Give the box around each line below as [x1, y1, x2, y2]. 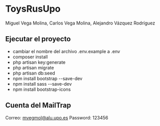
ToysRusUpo [5, 3, 61, 15]
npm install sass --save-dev [12, 81, 72, 87]
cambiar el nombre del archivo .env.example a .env [12, 48, 120, 54]
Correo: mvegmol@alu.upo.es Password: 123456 [5, 114, 108, 120]
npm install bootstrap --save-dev [12, 75, 83, 82]
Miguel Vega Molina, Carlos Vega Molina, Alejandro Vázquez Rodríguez [5, 20, 155, 26]
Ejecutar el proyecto [5, 35, 71, 43]
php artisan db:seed [12, 70, 55, 76]
